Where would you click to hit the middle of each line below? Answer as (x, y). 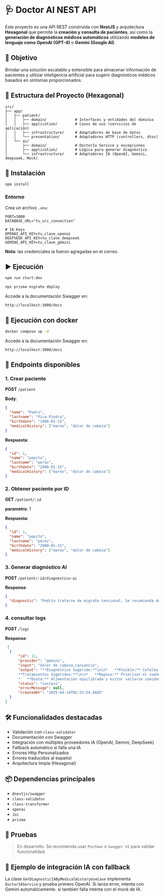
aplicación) (17, 128)
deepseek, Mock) (21, 158)
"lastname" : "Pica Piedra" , (38, 417)
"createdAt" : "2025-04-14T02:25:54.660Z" (61, 693)
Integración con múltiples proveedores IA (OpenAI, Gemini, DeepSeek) (83, 742)
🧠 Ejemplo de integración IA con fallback (68, 867)
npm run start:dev (24, 278)
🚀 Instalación (25, 173)
